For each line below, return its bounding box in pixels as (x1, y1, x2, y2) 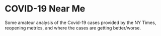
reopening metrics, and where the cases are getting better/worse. (5, 24, 141, 30)
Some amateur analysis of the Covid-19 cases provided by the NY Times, (5, 19, 156, 25)
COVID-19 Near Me (5, 3, 86, 14)
